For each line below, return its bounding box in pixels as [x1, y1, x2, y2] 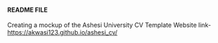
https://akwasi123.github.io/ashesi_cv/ [7, 28, 118, 37]
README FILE [7, 6, 48, 14]
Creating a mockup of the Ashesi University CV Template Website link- [7, 21, 212, 29]
